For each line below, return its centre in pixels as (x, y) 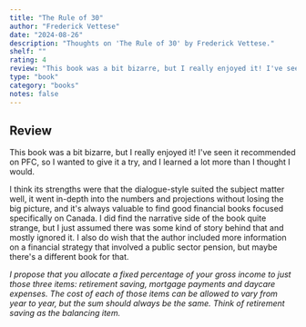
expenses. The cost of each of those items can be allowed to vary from (143, 294)
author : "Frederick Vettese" (65, 26)
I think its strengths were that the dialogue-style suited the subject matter (147, 189)
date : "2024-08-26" (46, 35)
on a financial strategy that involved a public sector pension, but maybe (143, 247)
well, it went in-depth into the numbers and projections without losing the (147, 199)
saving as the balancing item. (65, 313)
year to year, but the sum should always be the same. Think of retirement (147, 303)
